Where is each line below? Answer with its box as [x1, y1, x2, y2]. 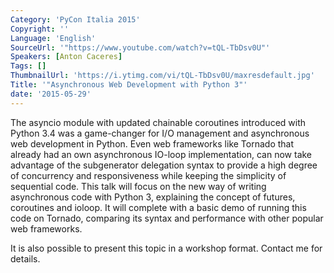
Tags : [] [10, 61, 47, 71]
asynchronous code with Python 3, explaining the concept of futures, [10, 191, 296, 203]
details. [10, 252, 41, 265]
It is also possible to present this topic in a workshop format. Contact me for [10, 242, 323, 254]
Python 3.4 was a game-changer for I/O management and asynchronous [10, 127, 310, 139]
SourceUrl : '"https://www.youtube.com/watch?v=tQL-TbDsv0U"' [10, 42, 271, 53]
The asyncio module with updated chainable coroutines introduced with [10, 116, 307, 128]
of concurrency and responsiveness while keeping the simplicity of [10, 169, 287, 181]
